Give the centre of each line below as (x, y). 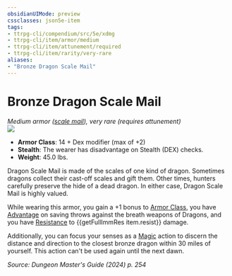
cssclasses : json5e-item (44, 21)
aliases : (20, 60)
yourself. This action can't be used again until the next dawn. (96, 251)
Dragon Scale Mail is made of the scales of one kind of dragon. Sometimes (116, 171)
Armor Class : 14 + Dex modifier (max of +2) (81, 142)
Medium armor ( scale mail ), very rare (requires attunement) (94, 121)
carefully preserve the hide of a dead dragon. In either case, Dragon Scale (115, 185)
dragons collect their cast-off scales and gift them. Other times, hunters (112, 178)
